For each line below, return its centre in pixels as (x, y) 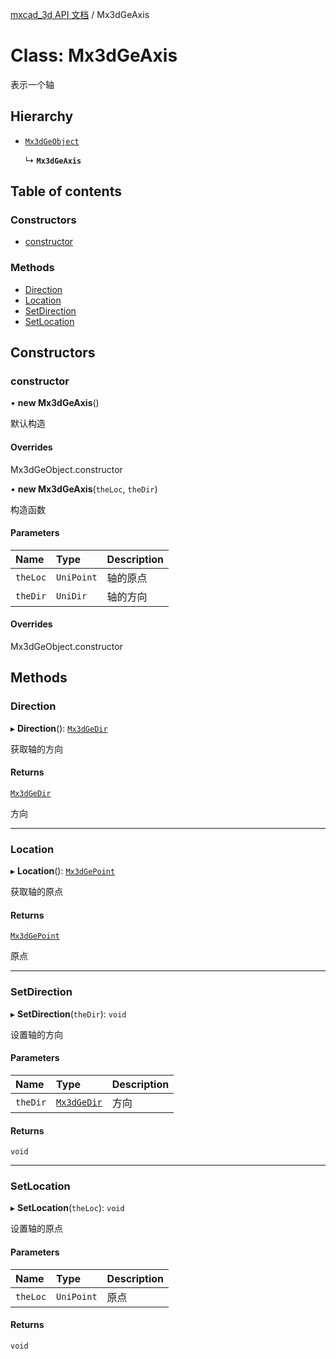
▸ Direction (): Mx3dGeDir (59, 728)
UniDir (72, 596)
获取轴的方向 (36, 749)
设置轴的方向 (36, 1034)
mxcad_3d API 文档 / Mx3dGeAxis (80, 14)
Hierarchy (42, 116)
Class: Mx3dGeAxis (94, 55)
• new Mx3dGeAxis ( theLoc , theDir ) (84, 489)
